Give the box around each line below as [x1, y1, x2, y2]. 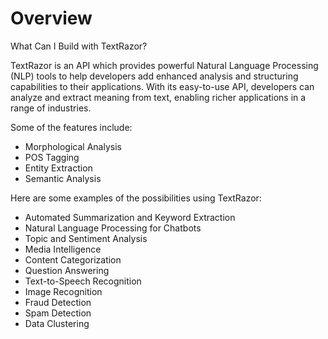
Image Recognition [24, 285, 103, 297]
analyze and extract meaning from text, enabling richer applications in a [10, 91, 307, 103]
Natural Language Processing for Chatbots [24, 222, 202, 234]
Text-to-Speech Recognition [24, 275, 142, 287]
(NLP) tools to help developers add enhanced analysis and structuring [10, 70, 299, 82]
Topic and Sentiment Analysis [24, 232, 148, 244]
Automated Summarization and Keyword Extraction [24, 211, 236, 223]
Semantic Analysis [24, 172, 102, 184]
